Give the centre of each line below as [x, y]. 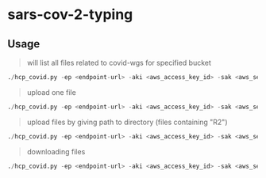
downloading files [56, 151]
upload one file [51, 92]
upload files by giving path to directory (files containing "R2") [127, 122]
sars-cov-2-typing [70, 15]
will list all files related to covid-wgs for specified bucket [119, 62]
